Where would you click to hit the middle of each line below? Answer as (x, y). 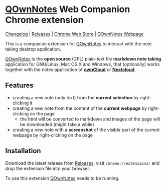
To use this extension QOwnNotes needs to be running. (62, 178)
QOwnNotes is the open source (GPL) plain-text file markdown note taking (83, 58)
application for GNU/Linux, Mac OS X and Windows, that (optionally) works (82, 64)
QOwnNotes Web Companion (68, 9)
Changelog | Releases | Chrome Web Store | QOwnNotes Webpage (74, 34)
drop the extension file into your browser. (48, 168)
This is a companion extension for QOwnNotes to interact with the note (78, 43)
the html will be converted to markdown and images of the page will (90, 119)
